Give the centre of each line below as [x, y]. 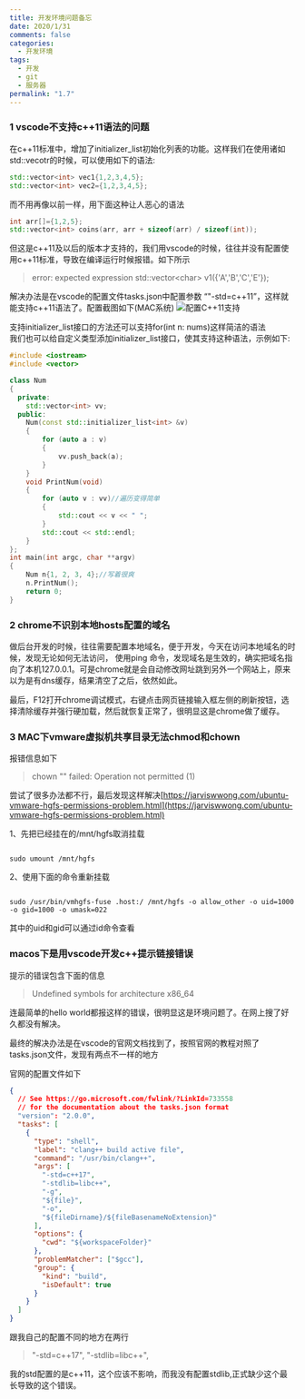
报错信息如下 [33, 758]
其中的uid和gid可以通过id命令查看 [72, 928]
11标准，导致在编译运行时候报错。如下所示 [111, 260]
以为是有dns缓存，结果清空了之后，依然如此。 [96, 680]
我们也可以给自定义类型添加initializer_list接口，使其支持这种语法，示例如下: [150, 339]
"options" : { [58, 1234]
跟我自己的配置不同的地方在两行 [69, 1337]
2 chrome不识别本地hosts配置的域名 [90, 625]
